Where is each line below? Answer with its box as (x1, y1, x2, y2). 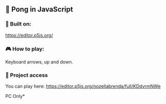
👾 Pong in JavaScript (5, 5, 73, 14)
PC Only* (5, 93, 25, 99)
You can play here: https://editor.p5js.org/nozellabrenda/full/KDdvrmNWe (5, 83, 161, 90)
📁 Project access (5, 71, 48, 78)
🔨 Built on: (5, 20, 32, 28)
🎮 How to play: (5, 45, 45, 52)
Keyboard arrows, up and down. (5, 58, 73, 65)
